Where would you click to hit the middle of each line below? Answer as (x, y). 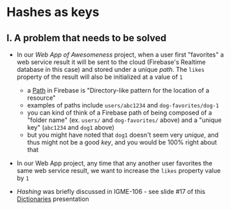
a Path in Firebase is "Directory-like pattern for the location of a (118, 90)
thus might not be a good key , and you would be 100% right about (122, 142)
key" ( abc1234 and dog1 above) (70, 127)
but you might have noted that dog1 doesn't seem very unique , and (123, 135)
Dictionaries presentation (53, 199)
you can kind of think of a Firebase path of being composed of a (119, 113)
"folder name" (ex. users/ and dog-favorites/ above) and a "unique (124, 120)
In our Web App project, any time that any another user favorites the (114, 163)
